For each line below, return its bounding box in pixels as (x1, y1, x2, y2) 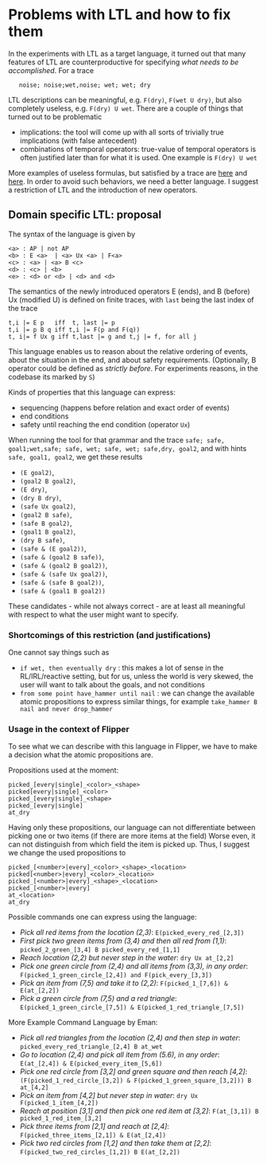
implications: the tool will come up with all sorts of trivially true (19, 127, 224, 137)
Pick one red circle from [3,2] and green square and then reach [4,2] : (19, 1067, 248, 1076)
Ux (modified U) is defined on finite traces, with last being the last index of (8, 294, 254, 304)
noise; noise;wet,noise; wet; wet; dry (18, 81, 151, 89)
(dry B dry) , (19, 492, 62, 502)
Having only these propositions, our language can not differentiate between (8, 823, 256, 832)
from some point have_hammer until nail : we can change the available (19, 688, 255, 698)
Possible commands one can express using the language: (8, 913, 197, 922)
